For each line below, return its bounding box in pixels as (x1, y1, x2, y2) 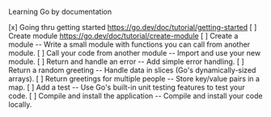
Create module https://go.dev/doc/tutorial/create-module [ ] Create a (8, 31, 239, 40)
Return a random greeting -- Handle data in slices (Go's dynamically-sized (8, 65, 256, 75)
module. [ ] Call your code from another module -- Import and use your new (8, 48, 261, 57)
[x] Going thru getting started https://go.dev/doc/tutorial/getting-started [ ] (8, 23, 257, 31)
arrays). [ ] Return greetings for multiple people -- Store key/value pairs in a (8, 74, 260, 83)
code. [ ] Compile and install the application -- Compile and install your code (8, 91, 263, 100)
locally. (8, 100, 32, 109)
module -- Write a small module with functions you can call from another (8, 40, 251, 49)
